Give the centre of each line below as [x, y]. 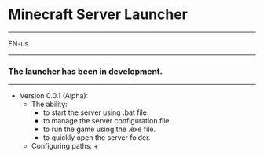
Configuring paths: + [65, 146]
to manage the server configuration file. [107, 121]
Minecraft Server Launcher [98, 15]
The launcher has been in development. [86, 71]
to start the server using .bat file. [96, 112]
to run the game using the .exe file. [99, 129]
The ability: [49, 105]
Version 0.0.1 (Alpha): [54, 96]
